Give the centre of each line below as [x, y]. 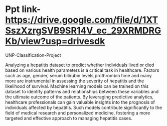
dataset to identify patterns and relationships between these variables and [82, 91]
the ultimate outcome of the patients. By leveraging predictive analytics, [79, 97]
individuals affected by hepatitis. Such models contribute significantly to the [83, 107]
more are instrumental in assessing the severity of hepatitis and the [75, 81]
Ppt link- [23, 9]
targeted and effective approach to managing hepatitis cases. [69, 118]
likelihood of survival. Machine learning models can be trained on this [77, 86]
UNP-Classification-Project [33, 55]
